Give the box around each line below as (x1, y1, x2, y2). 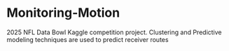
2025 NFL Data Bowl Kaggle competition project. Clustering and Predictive (6, 28, 222, 36)
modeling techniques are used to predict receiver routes (6, 35, 169, 43)
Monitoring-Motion (6, 5, 120, 21)
